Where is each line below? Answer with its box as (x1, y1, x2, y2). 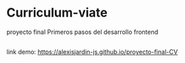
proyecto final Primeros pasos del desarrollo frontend (6, 28, 159, 36)
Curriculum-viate (6, 5, 108, 21)
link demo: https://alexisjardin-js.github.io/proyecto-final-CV (6, 48, 178, 56)
